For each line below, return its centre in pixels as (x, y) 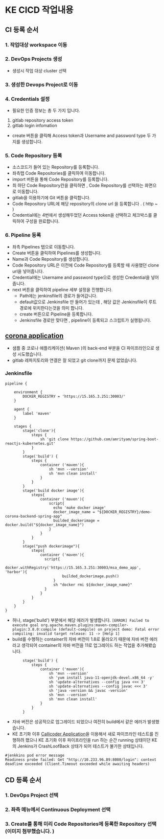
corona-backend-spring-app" (34, 516)
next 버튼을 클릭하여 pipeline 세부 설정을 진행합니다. (62, 290)
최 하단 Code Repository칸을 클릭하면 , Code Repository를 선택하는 (78, 185)
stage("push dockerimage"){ (51, 546)
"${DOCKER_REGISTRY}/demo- (125, 512)
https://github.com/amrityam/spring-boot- (115, 439)
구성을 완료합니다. (42, 221)
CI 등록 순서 (22, 30)
